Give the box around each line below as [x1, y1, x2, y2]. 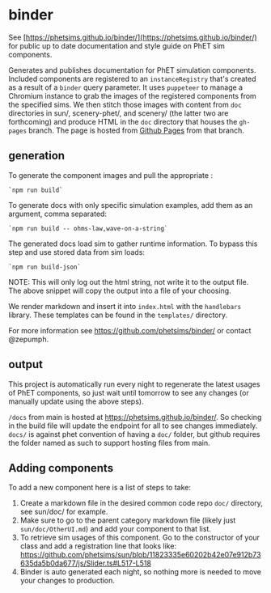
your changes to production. [19, 576, 116, 586]
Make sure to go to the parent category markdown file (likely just [19, 515, 236, 525]
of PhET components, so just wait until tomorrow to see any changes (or [8, 388, 249, 397]
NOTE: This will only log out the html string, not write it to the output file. [8, 277, 249, 286]
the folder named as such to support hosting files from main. [8, 438, 210, 447]
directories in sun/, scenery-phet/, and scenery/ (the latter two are [8, 108, 229, 118]
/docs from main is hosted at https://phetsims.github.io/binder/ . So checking [8, 412, 262, 421]
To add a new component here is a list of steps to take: [8, 483, 192, 493]
